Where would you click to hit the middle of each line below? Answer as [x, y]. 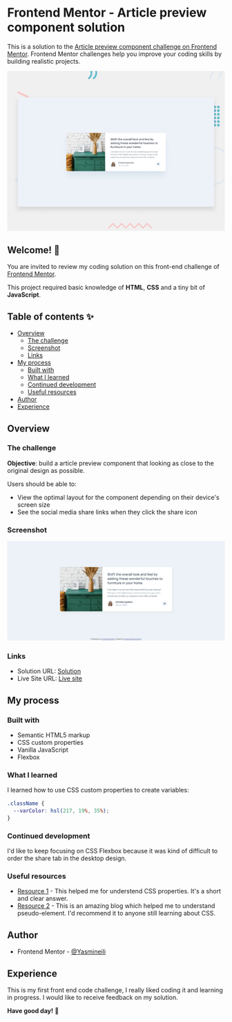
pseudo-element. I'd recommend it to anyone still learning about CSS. [116, 913]
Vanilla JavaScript [43, 750]
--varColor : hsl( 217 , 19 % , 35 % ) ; [61, 811]
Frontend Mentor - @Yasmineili [61, 951]
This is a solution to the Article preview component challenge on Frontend [112, 46]
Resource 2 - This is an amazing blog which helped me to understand [116, 906]
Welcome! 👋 [33, 250]
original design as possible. [46, 470]
